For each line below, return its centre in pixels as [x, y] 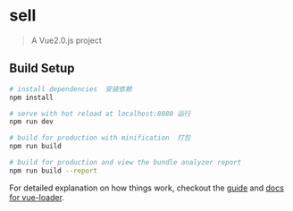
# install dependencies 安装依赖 [71, 89]
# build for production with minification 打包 [100, 138]
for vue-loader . [37, 197]
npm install [31, 97]
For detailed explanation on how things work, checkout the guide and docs [146, 188]
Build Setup [42, 68]
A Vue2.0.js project [67, 40]
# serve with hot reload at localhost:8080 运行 [100, 114]
